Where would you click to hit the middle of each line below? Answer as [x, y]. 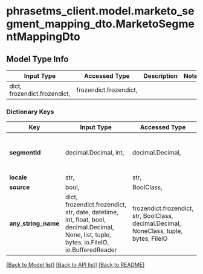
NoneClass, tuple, [157, 231]
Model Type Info [37, 59]
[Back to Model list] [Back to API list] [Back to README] [76, 265]
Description [161, 76]
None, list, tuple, [89, 235]
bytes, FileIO [150, 238]
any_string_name [34, 223]
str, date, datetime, [92, 212]
